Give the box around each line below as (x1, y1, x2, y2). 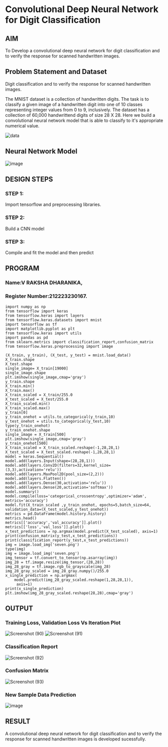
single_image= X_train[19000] (5, 366, 69, 371)
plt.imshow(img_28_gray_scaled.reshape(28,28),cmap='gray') (5, 590, 134, 595)
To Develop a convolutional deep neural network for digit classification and (5, 48, 160, 53)
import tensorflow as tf (5, 322, 57, 327)
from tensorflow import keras (5, 309, 69, 314)
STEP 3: (5, 238, 25, 245)
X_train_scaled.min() (5, 401, 51, 406)
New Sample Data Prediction (5, 691, 76, 698)
